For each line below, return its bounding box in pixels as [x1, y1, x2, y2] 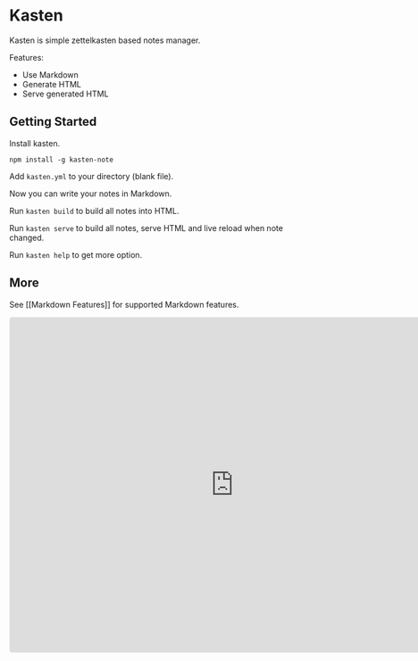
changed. [9, 232, 45, 243]
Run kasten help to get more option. [9, 249, 143, 260]
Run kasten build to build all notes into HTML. [9, 205, 180, 216]
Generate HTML [21, 78, 82, 89]
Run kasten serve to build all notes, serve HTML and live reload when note [9, 222, 284, 233]
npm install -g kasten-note [9, 155, 114, 164]
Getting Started [9, 114, 97, 129]
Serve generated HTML [21, 88, 109, 99]
